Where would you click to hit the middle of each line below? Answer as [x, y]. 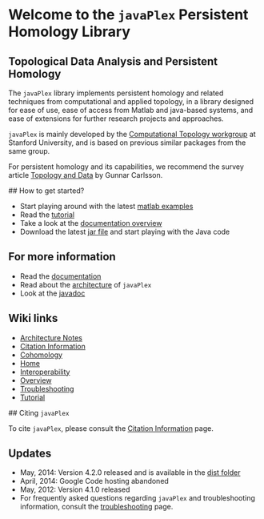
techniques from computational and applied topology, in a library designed [131, 101]
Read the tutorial [47, 215]
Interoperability [45, 372]
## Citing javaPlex [39, 412]
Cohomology [41, 355]
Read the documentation [60, 276]
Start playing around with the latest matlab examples [106, 206]
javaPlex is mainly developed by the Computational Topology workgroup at [132, 134]
